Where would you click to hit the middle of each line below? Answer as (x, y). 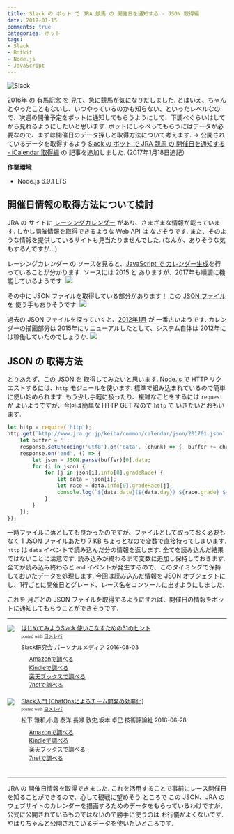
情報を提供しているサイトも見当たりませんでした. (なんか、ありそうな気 (123, 240)
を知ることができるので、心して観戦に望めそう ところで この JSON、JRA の (116, 797)
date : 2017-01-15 (32, 20)
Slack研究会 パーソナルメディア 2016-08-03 (80, 647)
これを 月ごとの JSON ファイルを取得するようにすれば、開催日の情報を (110, 600)
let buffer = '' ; (45, 440)
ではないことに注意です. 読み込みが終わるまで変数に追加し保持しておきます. (117, 558)
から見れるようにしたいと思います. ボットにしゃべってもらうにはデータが (112, 126)
